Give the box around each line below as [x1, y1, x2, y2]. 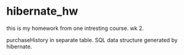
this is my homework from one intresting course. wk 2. [6, 24, 144, 32]
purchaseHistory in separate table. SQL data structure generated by [6, 36, 178, 43]
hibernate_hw [6, 4, 79, 18]
